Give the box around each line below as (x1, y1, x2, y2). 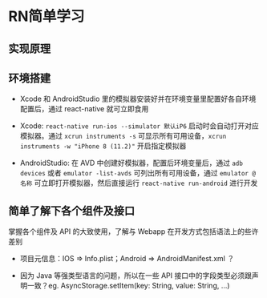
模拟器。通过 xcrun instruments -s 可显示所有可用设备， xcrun (19, 131, 227, 141)
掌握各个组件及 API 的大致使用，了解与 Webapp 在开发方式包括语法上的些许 (8, 227, 259, 236)
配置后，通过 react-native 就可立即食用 (19, 104, 149, 114)
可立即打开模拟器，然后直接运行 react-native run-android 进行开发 (34, 178, 258, 188)
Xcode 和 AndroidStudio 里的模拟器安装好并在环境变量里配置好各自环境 (19, 94, 257, 104)
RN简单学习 (8, 7, 85, 26)
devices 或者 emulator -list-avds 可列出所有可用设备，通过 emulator (19, 168, 249, 178)
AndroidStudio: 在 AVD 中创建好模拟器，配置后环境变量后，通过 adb (19, 158, 243, 168)
